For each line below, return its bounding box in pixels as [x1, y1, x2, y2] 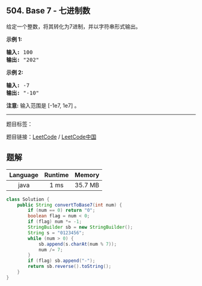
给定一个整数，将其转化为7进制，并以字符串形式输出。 [6, 23, 141, 30]
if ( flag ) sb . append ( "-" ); [28, 258, 96, 264]
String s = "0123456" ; [28, 229, 85, 236]
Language [9, 170, 39, 179]
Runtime [44, 170, 69, 179]
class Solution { [6, 196, 50, 202]
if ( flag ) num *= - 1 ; [28, 219, 82, 225]
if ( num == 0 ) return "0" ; [28, 207, 96, 214]
